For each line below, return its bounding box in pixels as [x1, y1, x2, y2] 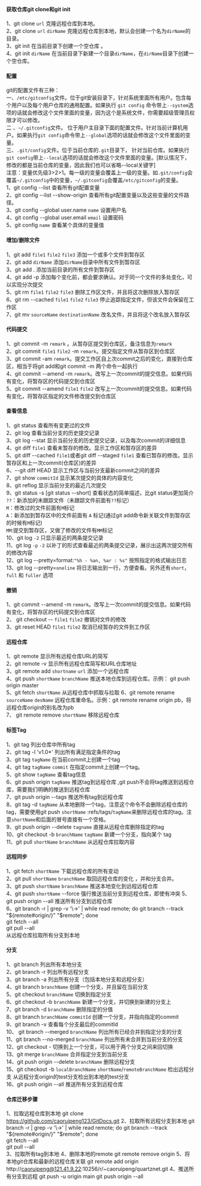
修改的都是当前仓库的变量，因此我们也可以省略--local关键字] [6, 162, 156, 169]
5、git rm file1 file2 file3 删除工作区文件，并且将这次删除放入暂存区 [6, 288, 180, 295]
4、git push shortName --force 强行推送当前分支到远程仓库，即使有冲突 [6, 890, 181, 897]
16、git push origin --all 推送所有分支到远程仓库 [6, 1081, 124, 1088]
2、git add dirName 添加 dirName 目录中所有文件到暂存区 [6, 258, 141, 265]
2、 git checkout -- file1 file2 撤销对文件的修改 [6, 616, 127, 623]
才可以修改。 [11, 117, 43, 124]
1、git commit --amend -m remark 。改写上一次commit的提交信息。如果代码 [6, 601, 191, 608]
